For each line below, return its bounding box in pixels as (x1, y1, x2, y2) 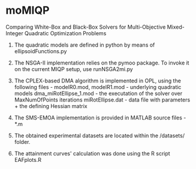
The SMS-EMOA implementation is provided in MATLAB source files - (14, 114, 186, 121)
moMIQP (5, 4, 50, 17)
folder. (14, 138, 31, 145)
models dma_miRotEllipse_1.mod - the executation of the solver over (14, 90, 183, 97)
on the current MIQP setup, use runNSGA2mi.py (14, 65, 133, 72)
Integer (5, 29, 23, 36)
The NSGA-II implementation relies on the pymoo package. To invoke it (14, 59, 189, 66)
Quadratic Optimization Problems (24, 29, 107, 36)
